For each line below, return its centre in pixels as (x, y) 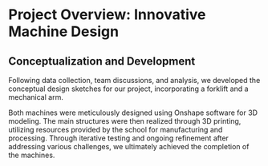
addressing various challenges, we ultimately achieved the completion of (129, 146)
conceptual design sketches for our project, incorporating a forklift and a (128, 89)
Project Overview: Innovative (107, 15)
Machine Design (63, 32)
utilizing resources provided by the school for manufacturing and (116, 130)
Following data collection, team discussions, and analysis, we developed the (134, 80)
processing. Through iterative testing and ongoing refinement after (118, 138)
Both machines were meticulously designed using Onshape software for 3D (133, 113)
